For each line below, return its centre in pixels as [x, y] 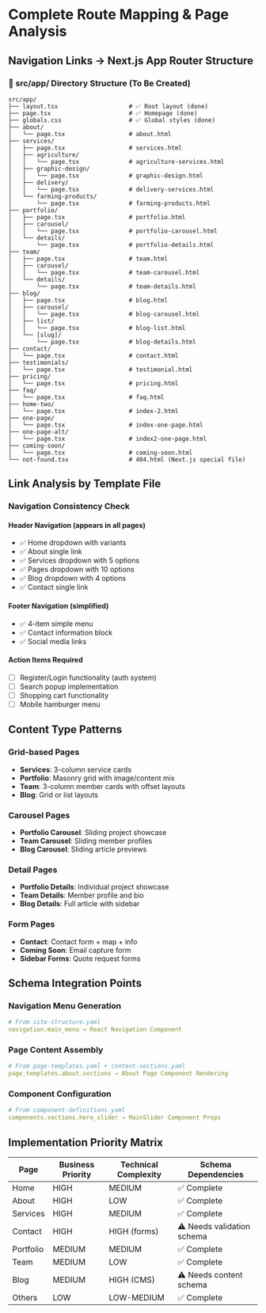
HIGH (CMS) [132, 1280]
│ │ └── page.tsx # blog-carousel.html [104, 314]
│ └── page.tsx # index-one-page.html [106, 425]
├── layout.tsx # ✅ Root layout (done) [108, 106]
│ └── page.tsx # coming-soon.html [101, 453]
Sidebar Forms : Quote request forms [80, 958]
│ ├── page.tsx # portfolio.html [97, 217]
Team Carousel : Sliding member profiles [86, 841]
